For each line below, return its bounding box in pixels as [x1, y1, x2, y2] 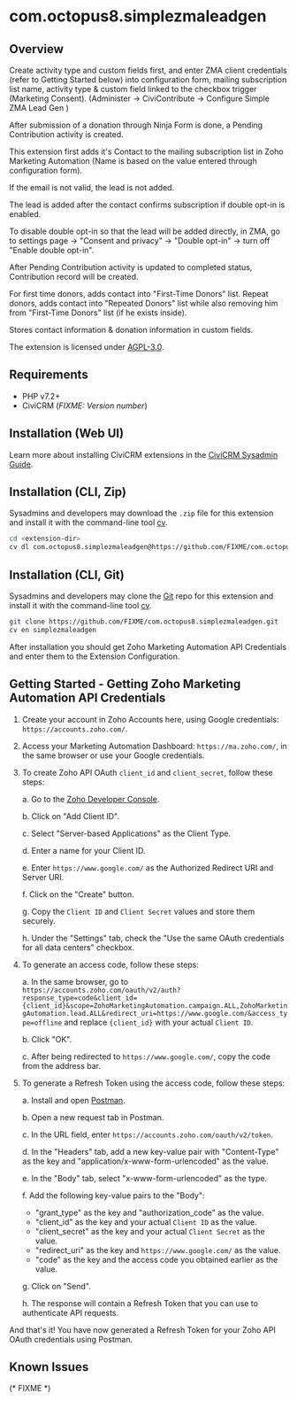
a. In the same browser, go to [21, 976, 129, 987]
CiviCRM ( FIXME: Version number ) [21, 400, 148, 411]
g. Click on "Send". [21, 1281, 91, 1291]
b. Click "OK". [21, 1033, 72, 1044]
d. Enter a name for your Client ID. [21, 845, 146, 855]
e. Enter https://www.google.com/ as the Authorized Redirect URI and [21, 862, 274, 873]
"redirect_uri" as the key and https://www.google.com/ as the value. [34, 1244, 281, 1255]
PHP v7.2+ [21, 391, 60, 401]
